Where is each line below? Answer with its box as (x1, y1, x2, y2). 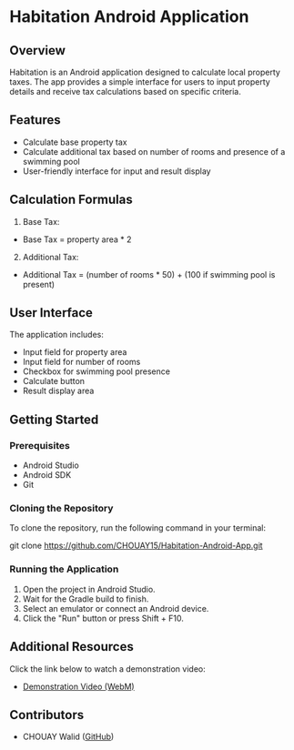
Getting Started (9, 411, 99, 427)
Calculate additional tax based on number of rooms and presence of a (22, 146, 286, 157)
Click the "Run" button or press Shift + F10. (22, 613, 185, 623)
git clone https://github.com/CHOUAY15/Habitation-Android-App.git (9, 540, 263, 552)
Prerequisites (9, 439, 70, 451)
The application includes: (9, 329, 105, 340)
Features (9, 112, 61, 128)
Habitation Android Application (9, 6, 249, 27)
